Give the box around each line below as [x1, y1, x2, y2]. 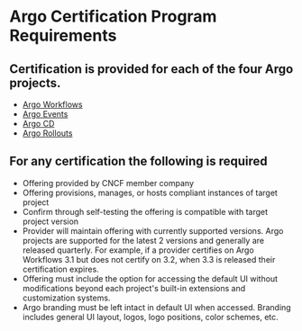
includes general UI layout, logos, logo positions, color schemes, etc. [22, 311, 279, 322]
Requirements [9, 25, 117, 46]
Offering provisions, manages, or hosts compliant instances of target [22, 187, 278, 198]
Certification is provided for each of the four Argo [9, 61, 294, 76]
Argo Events [22, 109, 69, 119]
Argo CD [22, 119, 55, 129]
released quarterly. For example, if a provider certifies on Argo [22, 245, 254, 255]
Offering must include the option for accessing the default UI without [22, 273, 278, 284]
